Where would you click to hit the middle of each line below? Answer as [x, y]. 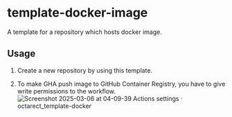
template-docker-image [78, 13]
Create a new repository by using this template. [85, 70]
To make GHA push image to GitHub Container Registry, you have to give [121, 84]
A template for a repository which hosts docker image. [85, 32]
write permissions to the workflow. [66, 91]
